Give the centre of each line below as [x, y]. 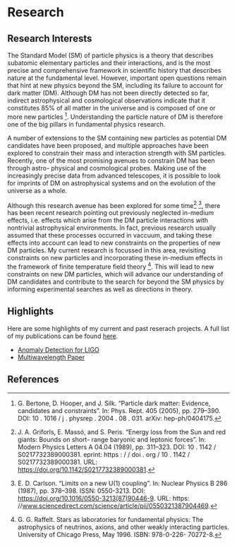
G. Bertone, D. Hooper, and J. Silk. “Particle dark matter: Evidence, [114, 403]
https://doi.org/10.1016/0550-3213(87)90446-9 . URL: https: [103, 498]
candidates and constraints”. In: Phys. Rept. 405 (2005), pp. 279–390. [119, 410]
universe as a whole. [37, 190]
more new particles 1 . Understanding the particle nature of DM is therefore [115, 116]
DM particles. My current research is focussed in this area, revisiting [107, 250]
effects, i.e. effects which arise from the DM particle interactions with [108, 221]
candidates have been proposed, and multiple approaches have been [108, 145]
